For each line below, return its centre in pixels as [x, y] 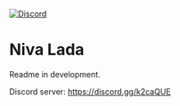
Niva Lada [47, 50]
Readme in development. [55, 74]
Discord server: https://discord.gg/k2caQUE [90, 91]
